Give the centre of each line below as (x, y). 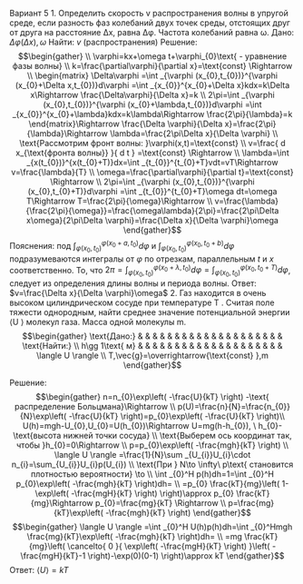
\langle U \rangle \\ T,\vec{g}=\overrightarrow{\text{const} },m (152, 355)
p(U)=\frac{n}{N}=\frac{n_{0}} (234, 406)
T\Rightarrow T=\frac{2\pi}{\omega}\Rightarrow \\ (119, 201)
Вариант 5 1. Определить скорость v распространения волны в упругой (149, 13)
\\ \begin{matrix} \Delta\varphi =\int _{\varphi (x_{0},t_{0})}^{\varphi (152, 75)
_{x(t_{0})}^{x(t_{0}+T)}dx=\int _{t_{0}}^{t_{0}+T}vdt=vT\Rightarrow (152, 162)
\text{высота (37, 435)
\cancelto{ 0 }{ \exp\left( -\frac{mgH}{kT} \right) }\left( (169, 546)
